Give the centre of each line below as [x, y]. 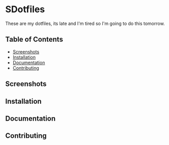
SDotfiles [25, 9]
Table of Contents [34, 39]
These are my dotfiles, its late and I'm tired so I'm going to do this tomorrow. [85, 23]
